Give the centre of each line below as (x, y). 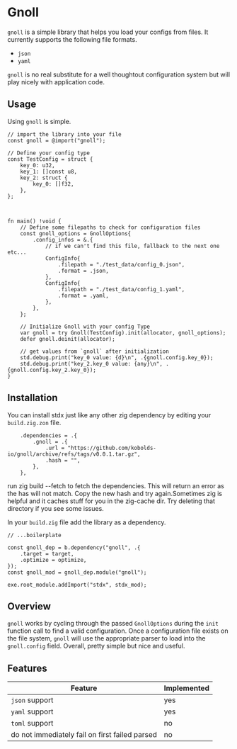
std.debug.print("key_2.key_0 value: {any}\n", (91, 364)
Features (27, 668)
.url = (55, 448)
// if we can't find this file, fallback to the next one (132, 246)
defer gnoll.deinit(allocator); (68, 339)
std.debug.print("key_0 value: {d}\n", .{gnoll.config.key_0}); (117, 357)
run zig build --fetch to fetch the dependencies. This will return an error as (116, 485)
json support (32, 700)
